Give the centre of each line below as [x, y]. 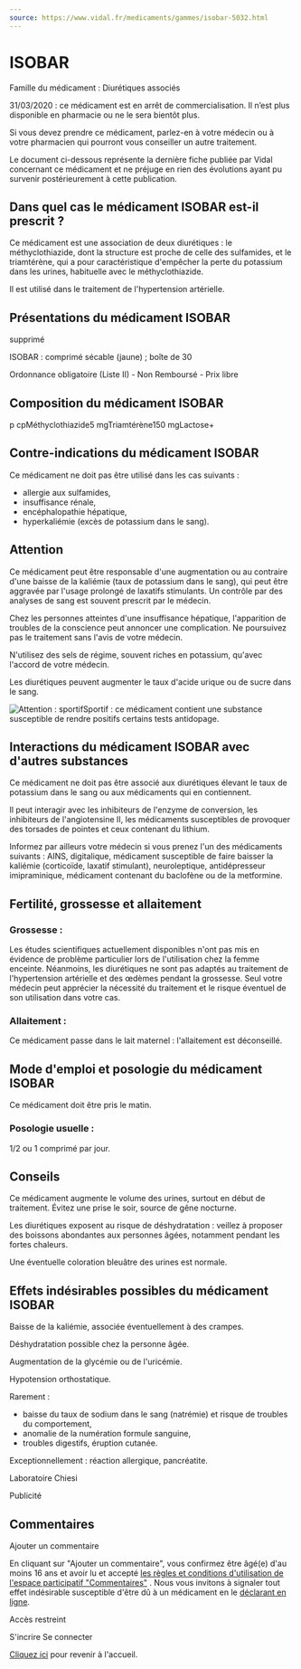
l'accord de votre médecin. [60, 664]
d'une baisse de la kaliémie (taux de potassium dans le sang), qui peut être [149, 581]
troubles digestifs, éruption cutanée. [90, 1443]
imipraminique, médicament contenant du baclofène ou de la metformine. [146, 876]
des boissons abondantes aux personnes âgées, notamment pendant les [145, 1235]
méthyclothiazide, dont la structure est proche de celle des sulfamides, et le [150, 252]
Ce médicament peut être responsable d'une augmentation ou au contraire [149, 572]
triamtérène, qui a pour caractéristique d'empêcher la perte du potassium [146, 262]
